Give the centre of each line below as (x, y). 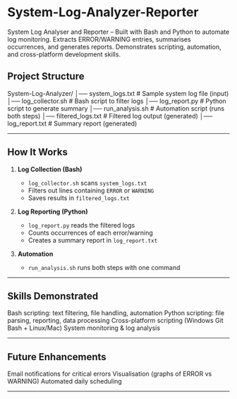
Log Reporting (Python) (53, 211)
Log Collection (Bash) (50, 169)
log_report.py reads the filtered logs (81, 225)
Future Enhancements (57, 357)
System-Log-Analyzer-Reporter (103, 12)
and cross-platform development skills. (64, 54)
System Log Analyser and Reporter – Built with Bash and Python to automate (119, 32)
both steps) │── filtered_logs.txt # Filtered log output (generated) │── (110, 116)
